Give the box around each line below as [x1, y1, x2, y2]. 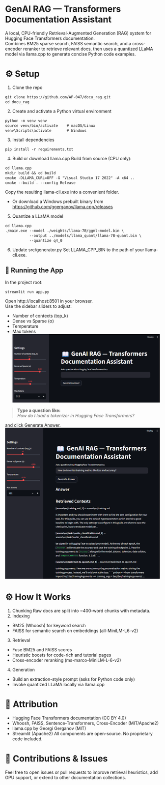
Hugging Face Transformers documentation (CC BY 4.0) [12, 715, 126, 721]
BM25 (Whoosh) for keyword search [12, 623, 86, 629]
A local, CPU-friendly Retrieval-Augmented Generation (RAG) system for [5, 30, 152, 36]
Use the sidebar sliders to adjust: [5, 303, 72, 309]
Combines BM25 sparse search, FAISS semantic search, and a [5, 40, 132, 46]
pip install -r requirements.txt [5, 146, 74, 152]
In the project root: [5, 279, 43, 285]
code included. [12, 736, 43, 742]
